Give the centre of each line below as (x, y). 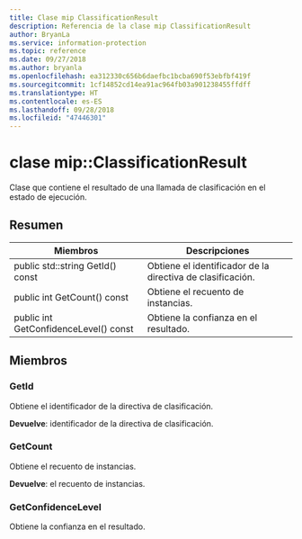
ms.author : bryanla (46, 68)
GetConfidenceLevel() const (74, 328)
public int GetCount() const (71, 297)
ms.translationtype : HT (54, 93)
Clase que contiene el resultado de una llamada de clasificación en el (138, 188)
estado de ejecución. (48, 197)
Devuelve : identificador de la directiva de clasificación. (111, 423)
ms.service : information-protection (78, 43)
